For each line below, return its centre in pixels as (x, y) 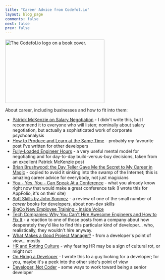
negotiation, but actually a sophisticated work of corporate (72, 130)
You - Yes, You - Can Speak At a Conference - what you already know (84, 183)
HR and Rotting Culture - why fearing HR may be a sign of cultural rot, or (86, 246)
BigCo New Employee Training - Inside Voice (58, 209)
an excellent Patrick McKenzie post (48, 162)
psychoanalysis (28, 136)
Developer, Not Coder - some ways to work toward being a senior (79, 267)
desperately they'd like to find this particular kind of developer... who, (83, 225)
